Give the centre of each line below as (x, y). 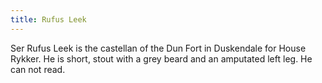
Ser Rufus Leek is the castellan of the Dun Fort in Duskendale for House (158, 48)
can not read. (38, 69)
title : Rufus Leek (48, 19)
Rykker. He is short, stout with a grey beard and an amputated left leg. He (161, 58)
